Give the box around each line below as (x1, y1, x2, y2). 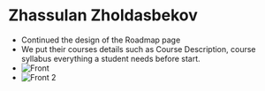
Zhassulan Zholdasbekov (8, 5, 198, 26)
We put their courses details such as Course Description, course (20, 43, 256, 54)
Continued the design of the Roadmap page (20, 34, 181, 45)
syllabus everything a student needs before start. (20, 53, 201, 64)
